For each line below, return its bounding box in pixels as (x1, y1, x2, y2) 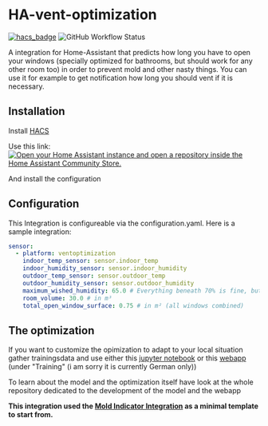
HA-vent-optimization (8, 6, 157, 24)
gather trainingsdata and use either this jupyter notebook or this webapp (8, 353, 246, 363)
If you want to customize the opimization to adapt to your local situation (8, 345, 243, 355)
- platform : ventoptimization (15, 249, 116, 257)
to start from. (8, 410, 53, 420)
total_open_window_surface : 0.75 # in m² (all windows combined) (22, 301, 245, 309)
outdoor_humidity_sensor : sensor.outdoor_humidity (22, 279, 195, 287)
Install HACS (8, 125, 49, 135)
